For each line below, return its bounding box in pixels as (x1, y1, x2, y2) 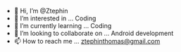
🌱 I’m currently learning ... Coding (13, 22, 112, 30)
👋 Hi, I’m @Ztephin (13, 7, 68, 15)
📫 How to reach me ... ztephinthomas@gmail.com (13, 37, 161, 45)
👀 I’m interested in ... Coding (13, 14, 96, 22)
